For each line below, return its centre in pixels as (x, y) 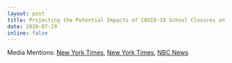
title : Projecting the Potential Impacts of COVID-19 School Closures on (116, 20)
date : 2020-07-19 (32, 26)
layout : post (26, 13)
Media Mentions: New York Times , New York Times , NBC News (98, 53)
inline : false (28, 33)
